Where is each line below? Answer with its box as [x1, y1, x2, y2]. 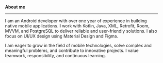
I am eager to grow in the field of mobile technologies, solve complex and [5, 43, 152, 48]
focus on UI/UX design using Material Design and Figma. [5, 33, 118, 39]
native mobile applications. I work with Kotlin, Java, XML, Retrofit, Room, [5, 23, 149, 28]
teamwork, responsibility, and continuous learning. [5, 53, 106, 58]
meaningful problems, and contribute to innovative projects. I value [5, 48, 139, 53]
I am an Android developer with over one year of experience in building [5, 18, 147, 24]
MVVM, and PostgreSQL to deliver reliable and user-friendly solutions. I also [5, 28, 158, 34]
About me [5, 4, 26, 10]
